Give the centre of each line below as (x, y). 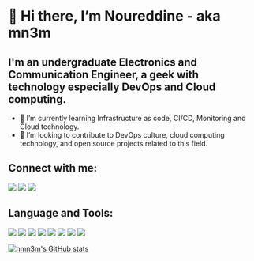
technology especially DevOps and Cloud (112, 87)
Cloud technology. (49, 127)
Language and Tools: (61, 213)
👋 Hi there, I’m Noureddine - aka (114, 16)
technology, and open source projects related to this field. (114, 143)
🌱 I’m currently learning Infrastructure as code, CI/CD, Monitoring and (133, 118)
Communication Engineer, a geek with (104, 74)
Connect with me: (53, 168)
